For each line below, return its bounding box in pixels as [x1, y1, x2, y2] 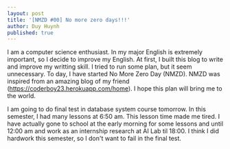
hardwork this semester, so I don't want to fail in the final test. [7, 135, 182, 143]
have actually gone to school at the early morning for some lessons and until [7, 119, 224, 128]
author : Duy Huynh [7, 23, 60, 30]
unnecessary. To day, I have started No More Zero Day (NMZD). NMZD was [7, 70, 221, 78]
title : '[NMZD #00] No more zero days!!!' [7, 16, 130, 23]
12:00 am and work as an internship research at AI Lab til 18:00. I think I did [7, 127, 220, 135]
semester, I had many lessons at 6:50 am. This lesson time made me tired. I [7, 113, 220, 121]
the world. [7, 92, 36, 100]
